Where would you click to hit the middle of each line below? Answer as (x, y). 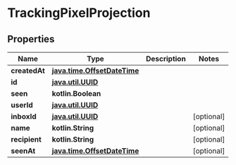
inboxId (24, 116)
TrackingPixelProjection (79, 13)
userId (22, 105)
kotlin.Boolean (76, 93)
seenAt (23, 151)
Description (166, 59)
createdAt (28, 71)
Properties (31, 39)
